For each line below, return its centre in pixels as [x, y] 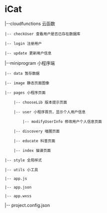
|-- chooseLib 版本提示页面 [41, 102]
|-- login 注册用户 [23, 43]
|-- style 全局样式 [23, 160]
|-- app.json [18, 187]
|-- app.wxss [18, 196]
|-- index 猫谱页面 [32, 150]
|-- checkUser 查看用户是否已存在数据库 [43, 34]
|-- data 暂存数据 [22, 73]
